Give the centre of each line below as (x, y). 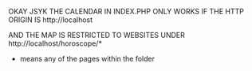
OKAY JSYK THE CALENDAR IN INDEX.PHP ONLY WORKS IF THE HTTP (126, 11)
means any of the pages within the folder (87, 59)
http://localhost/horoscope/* (55, 43)
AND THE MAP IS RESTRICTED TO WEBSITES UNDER (97, 35)
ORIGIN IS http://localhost (51, 20)
